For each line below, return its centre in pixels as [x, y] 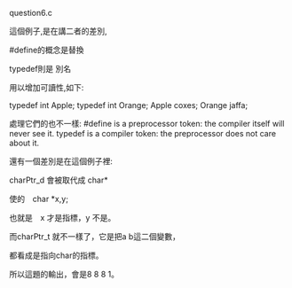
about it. [24, 143]
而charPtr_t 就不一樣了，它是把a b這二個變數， [95, 237]
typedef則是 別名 [40, 69]
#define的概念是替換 [47, 50]
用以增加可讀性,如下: [47, 87]
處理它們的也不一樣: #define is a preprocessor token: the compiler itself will [147, 124]
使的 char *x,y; [39, 199]
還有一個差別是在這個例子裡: [61, 161]
